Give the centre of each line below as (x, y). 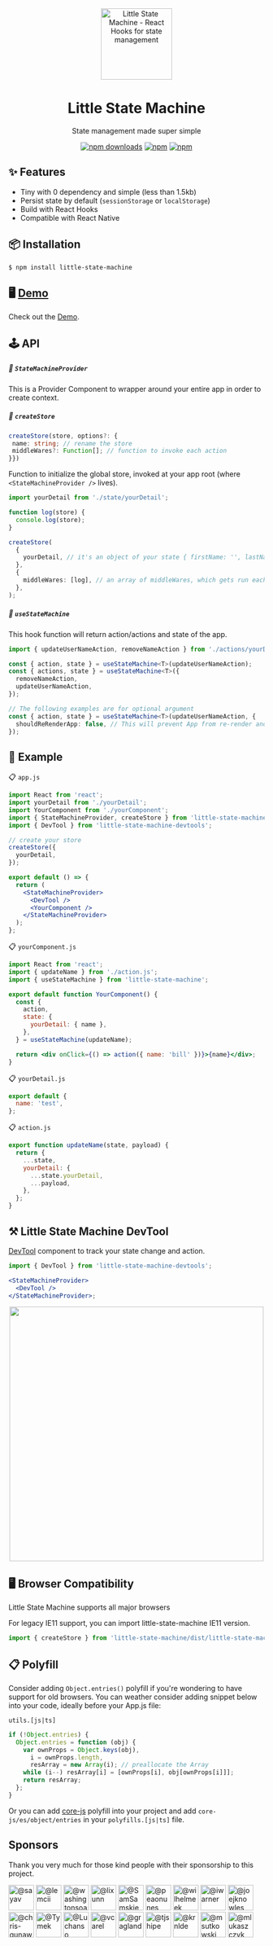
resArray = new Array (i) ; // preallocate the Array (119, 1765)
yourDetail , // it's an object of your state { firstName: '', (132, 557)
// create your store (45, 840)
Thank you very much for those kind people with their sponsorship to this (131, 1865)
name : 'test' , (39, 1104)
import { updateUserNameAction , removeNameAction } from (107, 649)
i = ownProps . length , (67, 1757)
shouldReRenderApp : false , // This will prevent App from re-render (134, 724)
